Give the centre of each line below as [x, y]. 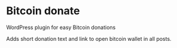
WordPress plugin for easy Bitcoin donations [61, 27]
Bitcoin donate [43, 11]
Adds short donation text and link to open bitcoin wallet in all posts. [89, 39]
